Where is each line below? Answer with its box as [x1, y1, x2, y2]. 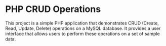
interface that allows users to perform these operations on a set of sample [5, 30, 160, 36]
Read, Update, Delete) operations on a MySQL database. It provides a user [5, 25, 161, 31]
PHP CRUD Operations [5, 3, 101, 15]
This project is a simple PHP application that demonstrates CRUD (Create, [5, 20, 159, 26]
